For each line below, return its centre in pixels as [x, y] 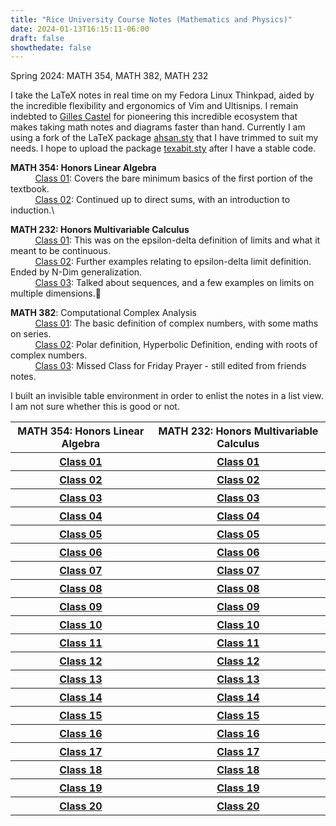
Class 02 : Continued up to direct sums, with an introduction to [162, 200]
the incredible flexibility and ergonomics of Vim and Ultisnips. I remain [154, 106]
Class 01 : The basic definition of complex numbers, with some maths [176, 323]
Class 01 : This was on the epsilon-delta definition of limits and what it [177, 240]
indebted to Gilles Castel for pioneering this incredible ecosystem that [154, 117]
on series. [31, 334]
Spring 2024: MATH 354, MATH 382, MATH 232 [109, 76]
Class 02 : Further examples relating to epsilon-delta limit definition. [173, 262]
